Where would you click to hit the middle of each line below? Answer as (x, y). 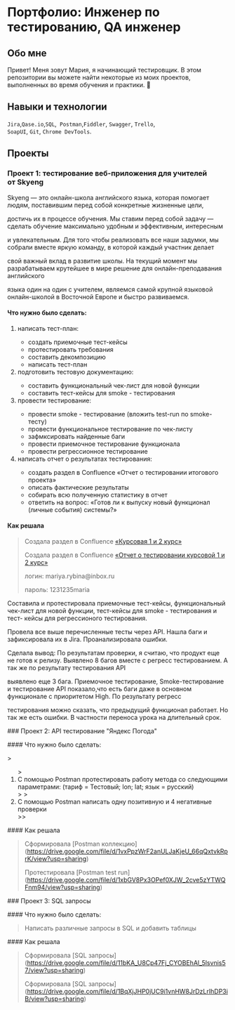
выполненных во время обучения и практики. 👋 (79, 85)
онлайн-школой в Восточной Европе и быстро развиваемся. (98, 296)
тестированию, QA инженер (94, 27)
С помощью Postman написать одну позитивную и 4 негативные (115, 801)
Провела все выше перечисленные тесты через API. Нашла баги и (107, 631)
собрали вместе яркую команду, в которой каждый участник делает (111, 247)
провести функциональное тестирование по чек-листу (110, 428)
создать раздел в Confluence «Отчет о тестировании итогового (123, 472)
